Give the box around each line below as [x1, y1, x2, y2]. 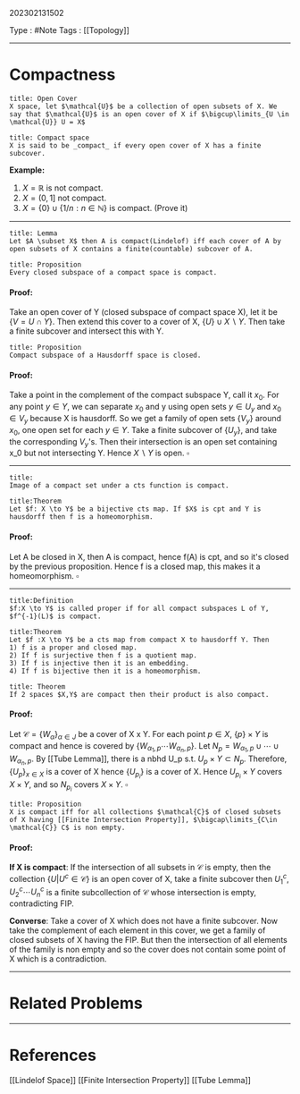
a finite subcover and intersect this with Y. [9, 326, 164, 336]
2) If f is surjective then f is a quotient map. [9, 650, 198, 660]
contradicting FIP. [9, 898, 74, 909]
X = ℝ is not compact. [21, 182, 104, 193]
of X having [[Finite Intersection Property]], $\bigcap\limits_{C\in [9, 816, 278, 825]
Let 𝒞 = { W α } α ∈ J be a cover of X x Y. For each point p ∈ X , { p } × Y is [9, 728, 269, 742]
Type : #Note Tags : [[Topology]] [9, 25, 129, 35]
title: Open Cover [9, 94, 78, 103]
